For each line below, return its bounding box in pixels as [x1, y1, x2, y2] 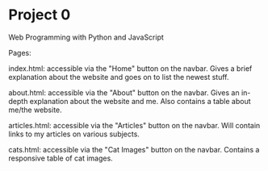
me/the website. [8, 105, 62, 115]
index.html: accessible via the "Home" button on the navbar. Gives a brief [8, 63, 253, 73]
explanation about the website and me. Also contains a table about [29, 96, 251, 106]
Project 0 [8, 6, 71, 24]
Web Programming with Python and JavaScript [8, 32, 164, 42]
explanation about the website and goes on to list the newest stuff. [8, 72, 229, 81]
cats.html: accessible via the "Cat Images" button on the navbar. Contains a [8, 144, 260, 154]
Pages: [8, 48, 31, 57]
